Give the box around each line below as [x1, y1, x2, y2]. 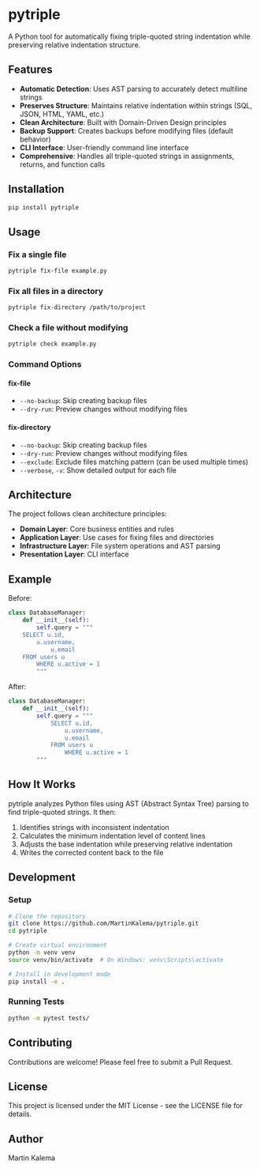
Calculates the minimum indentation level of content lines [19, 831, 206, 840]
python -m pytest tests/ [8, 1014, 90, 1022]
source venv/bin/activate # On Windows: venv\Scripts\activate [8, 956, 224, 963]
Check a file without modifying [8, 322, 128, 334]
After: [8, 682, 27, 692]
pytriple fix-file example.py [8, 267, 108, 275]
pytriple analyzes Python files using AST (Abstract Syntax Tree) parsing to [8, 798, 250, 808]
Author [8, 1132, 43, 1145]
